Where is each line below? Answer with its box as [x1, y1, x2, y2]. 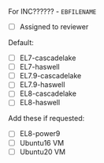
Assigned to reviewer [19, 22, 89, 31]
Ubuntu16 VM [19, 138, 65, 147]
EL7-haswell [19, 63, 61, 72]
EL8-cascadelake [19, 89, 77, 98]
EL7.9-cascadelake [19, 71, 82, 81]
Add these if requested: [8, 114, 85, 123]
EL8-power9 [19, 129, 61, 138]
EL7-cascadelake [19, 53, 76, 63]
